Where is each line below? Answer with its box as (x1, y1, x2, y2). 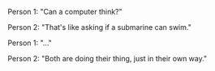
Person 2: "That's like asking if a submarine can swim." (7, 23, 191, 31)
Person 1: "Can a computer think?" (7, 7, 123, 16)
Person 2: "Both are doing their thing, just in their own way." (7, 54, 208, 63)
